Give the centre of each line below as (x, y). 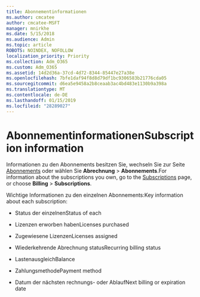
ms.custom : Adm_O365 (32, 67)
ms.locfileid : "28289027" (38, 106)
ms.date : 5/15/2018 (30, 34)
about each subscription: (37, 202)
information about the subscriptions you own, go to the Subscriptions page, (99, 177)
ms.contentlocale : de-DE (37, 95)
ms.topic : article (29, 45)
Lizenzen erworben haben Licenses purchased (72, 225)
